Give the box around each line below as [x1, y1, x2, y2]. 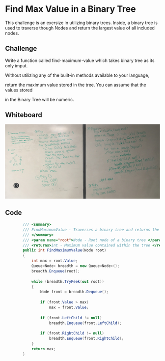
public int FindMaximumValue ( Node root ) [23, 248, 107, 253]
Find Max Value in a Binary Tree [5, 3, 136, 15]
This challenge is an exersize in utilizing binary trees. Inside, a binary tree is [5, 20, 158, 26]
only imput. [5, 62, 28, 68]
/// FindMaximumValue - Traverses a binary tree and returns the [23, 227, 160, 232]
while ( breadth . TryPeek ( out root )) [31, 279, 105, 284]
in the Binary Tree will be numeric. [5, 96, 75, 102]
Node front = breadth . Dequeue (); [40, 289, 109, 295]
